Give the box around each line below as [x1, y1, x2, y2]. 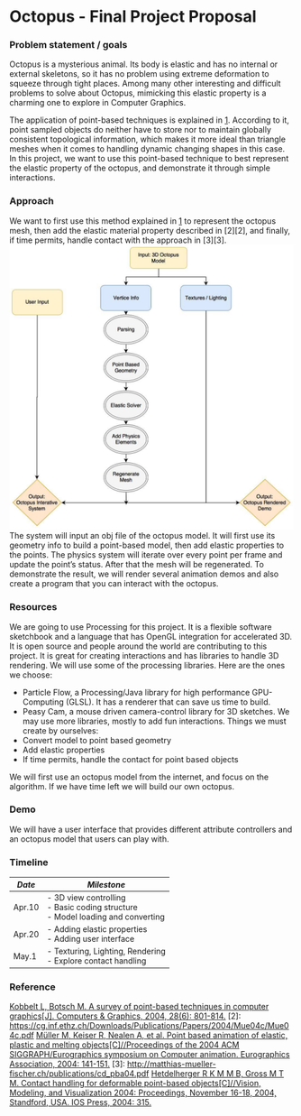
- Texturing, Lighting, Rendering [46, 945, 167, 957]
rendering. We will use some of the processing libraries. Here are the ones [9, 659, 286, 670]
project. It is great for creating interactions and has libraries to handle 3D [9, 650, 279, 660]
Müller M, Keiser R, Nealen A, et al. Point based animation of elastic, [35, 1030, 288, 1041]
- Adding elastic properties [46, 924, 148, 935]
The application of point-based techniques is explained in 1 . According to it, [9, 115, 290, 125]
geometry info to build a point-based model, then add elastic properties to [9, 540, 285, 551]
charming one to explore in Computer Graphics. [9, 97, 187, 108]
